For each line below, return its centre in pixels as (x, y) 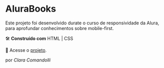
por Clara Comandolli (28, 60)
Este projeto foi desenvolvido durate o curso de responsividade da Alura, (82, 23)
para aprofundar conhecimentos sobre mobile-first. (60, 28)
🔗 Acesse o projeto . (26, 50)
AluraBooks (31, 9)
